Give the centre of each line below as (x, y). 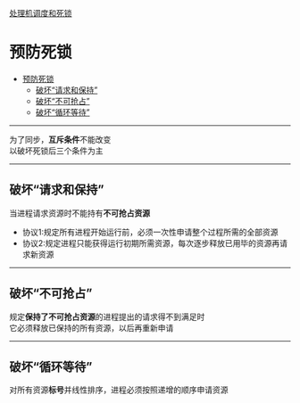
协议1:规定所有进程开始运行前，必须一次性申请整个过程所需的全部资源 (150, 232)
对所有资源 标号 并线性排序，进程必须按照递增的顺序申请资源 (119, 390)
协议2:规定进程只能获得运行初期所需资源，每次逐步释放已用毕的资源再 (151, 243)
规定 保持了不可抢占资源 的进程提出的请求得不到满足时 (107, 317)
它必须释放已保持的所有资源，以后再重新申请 (92, 327)
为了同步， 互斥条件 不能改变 (60, 139)
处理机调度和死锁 (41, 13)
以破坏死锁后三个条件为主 (56, 151)
